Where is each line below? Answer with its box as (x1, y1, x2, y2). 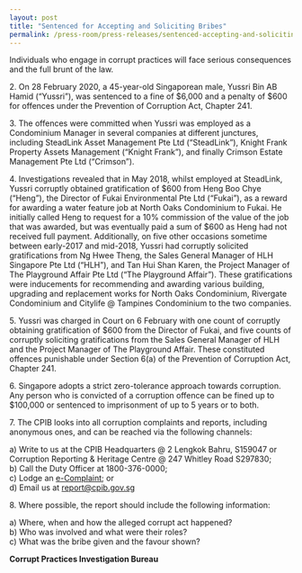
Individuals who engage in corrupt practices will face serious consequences (9, 55, 292, 66)
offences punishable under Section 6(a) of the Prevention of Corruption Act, (9, 354, 291, 364)
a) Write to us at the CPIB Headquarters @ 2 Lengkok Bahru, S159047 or (9, 444, 277, 455)
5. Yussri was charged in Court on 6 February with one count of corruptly (9, 316, 280, 327)
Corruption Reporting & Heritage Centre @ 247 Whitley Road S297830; (9, 453, 272, 464)
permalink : (9, 30, 50, 39)
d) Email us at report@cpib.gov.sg (9, 482, 136, 493)
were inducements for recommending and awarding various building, (9, 279, 265, 290)
